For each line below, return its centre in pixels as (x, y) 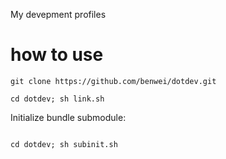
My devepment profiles (58, 14)
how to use (57, 55)
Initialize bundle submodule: (68, 117)
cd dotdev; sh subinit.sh (64, 144)
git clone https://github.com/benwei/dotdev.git (113, 81)
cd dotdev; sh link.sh (57, 99)
